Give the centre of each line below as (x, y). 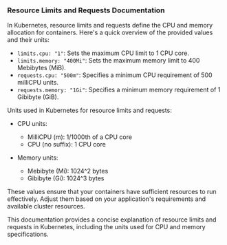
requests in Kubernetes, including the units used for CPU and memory (106, 227)
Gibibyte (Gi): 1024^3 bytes (66, 178)
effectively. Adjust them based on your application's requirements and (107, 199)
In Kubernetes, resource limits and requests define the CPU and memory (110, 25)
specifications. (28, 234)
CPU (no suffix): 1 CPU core (67, 145)
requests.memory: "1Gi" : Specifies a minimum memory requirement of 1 (119, 90)
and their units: (29, 40)
